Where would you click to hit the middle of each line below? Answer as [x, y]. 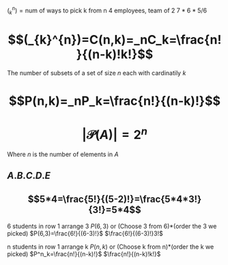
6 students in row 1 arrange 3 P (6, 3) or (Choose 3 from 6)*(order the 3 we [112, 226]
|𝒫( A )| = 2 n [115, 133]
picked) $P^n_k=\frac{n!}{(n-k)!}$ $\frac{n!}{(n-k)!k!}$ [84, 254]
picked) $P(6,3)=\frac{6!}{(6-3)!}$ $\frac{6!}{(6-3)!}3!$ [85, 234]
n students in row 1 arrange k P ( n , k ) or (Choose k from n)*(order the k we [111, 247]
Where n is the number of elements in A [63, 154]
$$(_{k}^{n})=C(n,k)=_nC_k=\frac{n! [115, 39]
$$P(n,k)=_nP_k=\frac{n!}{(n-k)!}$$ [115, 101]
